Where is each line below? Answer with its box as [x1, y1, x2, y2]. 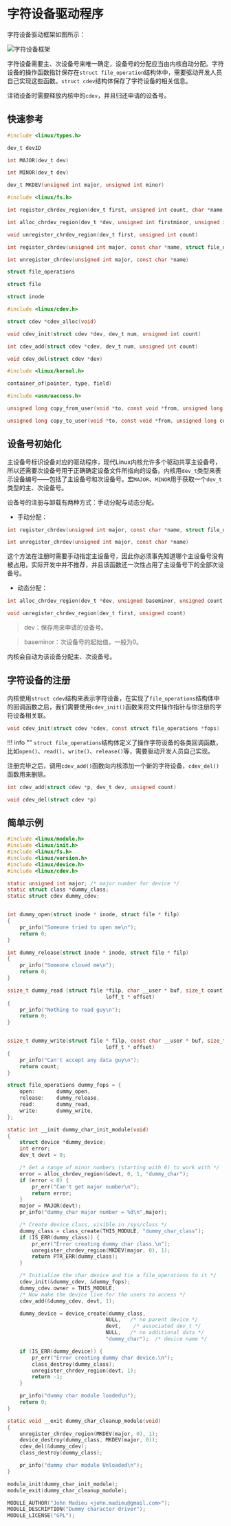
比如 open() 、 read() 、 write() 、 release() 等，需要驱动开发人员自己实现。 [7, 747, 214, 755]
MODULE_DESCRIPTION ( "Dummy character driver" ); [7, 1506, 146, 1513]
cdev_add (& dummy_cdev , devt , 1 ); [19, 1297, 115, 1305]
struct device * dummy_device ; [19, 1139, 107, 1146]
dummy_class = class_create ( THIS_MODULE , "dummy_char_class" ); [19, 1228, 205, 1235]
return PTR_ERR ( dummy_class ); [32, 1253, 118, 1260]
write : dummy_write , [19, 1107, 94, 1114]
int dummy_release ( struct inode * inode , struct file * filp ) [7, 949, 189, 956]
